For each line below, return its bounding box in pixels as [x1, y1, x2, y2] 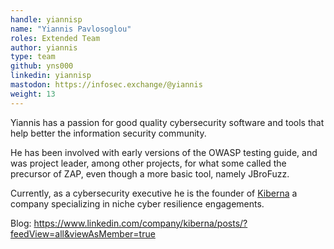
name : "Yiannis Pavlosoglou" [10, 24, 132, 34]
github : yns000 [10, 61, 74, 71]
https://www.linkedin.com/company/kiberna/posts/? [33, 217, 248, 229]
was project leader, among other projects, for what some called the [10, 157, 287, 169]
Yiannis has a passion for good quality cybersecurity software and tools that [10, 116, 325, 128]
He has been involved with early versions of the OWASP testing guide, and [10, 146, 318, 158]
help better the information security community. [10, 127, 207, 139]
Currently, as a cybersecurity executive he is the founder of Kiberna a [10, 187, 298, 199]
